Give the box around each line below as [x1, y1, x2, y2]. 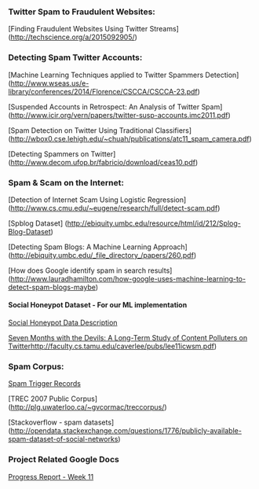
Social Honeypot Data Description [8, 318, 118, 328]
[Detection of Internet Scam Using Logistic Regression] [8, 195, 187, 204]
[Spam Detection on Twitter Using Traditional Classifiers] [8, 125, 192, 135]
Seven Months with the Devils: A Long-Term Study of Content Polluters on [8, 333, 248, 343]
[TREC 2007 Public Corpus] [8, 394, 98, 403]
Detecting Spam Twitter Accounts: [8, 52, 143, 63]
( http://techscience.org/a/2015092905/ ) [8, 32, 137, 42]
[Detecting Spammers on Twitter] [8, 149, 116, 159]
